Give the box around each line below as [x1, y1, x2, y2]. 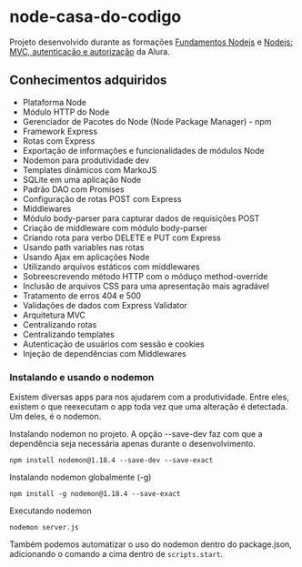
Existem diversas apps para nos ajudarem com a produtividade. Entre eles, [9, 391, 289, 402]
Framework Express [22, 126, 98, 137]
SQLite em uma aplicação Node [22, 174, 142, 185]
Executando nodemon [9, 505, 93, 516]
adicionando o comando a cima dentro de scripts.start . [9, 549, 223, 560]
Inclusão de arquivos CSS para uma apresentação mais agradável [22, 280, 270, 291]
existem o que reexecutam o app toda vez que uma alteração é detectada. [9, 401, 288, 412]
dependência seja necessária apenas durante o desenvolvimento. [9, 439, 257, 450]
